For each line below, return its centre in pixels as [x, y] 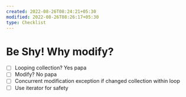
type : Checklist [26, 22]
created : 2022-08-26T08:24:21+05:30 [51, 11]
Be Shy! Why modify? [60, 51]
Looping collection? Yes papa [50, 68]
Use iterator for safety [42, 88]
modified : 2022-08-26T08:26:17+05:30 [53, 17]
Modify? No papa [36, 75]
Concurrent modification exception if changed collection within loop [97, 81]
